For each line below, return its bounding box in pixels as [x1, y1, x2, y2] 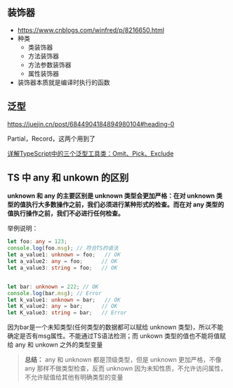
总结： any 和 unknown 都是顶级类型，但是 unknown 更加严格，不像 [24, 356, 222, 364]
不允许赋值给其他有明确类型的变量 [24, 373, 124, 382]
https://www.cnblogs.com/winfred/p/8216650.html [17, 25, 165, 34]
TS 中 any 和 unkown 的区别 [7, 172, 129, 184]
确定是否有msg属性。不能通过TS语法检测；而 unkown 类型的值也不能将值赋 [7, 332, 226, 340]
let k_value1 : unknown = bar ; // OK [7, 296, 121, 304]
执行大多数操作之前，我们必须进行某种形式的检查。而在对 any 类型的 [25, 200, 225, 209]
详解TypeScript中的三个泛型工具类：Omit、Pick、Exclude [7, 149, 174, 157]
